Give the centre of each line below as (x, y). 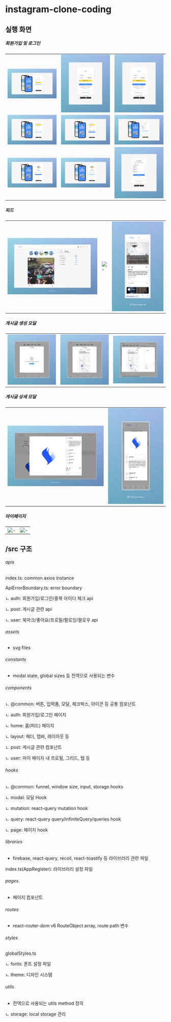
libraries (14, 842)
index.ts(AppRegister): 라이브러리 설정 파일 (49, 869)
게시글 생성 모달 (21, 323)
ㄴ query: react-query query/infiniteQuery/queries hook (63, 819)
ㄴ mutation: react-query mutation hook (47, 808)
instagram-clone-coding (59, 9)
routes (12, 909)
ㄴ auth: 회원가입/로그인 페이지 (36, 715)
